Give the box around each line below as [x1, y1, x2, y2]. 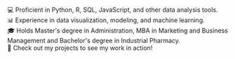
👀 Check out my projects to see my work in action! [7, 44, 153, 52]
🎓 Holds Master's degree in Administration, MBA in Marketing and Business [7, 26, 228, 35]
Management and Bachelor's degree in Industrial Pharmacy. [7, 37, 181, 44]
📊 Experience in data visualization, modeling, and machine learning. [7, 16, 205, 24]
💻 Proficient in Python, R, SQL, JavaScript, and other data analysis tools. [7, 6, 219, 14]
